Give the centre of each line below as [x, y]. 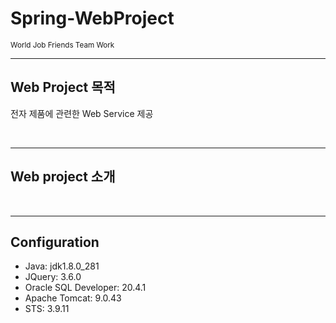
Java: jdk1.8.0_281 [62, 266]
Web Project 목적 [63, 87]
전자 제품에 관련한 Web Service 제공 [82, 113]
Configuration [55, 242]
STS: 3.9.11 [47, 309]
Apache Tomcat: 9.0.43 [73, 298]
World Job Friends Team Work [62, 45]
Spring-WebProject [92, 18]
